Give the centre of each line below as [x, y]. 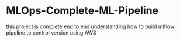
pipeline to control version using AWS [51, 32]
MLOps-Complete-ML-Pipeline [82, 11]
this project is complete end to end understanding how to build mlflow [90, 26]
